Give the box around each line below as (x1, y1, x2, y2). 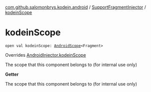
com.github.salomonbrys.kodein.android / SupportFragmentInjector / (5, 4, 147, 10)
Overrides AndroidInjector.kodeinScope (5, 52, 86, 58)
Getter (5, 71, 19, 77)
